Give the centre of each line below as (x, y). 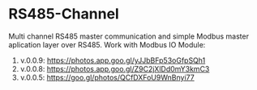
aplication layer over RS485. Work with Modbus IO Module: (107, 44)
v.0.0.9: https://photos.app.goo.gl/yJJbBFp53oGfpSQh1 (113, 60)
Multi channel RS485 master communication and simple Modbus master (129, 36)
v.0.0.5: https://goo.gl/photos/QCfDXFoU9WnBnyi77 (107, 77)
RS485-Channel (64, 14)
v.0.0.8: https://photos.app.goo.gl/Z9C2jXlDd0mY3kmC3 (115, 68)
